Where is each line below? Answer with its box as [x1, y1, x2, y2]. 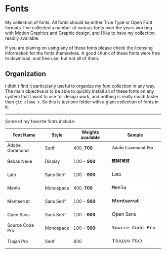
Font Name [12, 132, 36, 138]
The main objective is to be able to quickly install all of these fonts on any [5, 88, 154, 94]
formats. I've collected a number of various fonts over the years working [5, 24, 152, 30]
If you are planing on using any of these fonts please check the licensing [5, 45, 153, 51]
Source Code [7, 222, 34, 228]
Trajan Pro [7, 238, 29, 244]
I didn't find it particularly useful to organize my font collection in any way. [5, 83, 156, 89]
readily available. [5, 35, 40, 41]
